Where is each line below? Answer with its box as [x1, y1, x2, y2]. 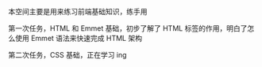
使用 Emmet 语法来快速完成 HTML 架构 [14, 34, 143, 43]
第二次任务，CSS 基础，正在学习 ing [8, 50, 127, 59]
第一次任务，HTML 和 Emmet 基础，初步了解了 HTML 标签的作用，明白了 [8, 24, 248, 33]
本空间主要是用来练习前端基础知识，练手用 [8, 7, 148, 16]
